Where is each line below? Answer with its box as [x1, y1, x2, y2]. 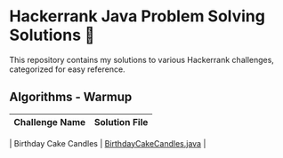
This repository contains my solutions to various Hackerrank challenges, [9, 54, 274, 65]
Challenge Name [13, 115, 86, 128]
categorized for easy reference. [9, 64, 126, 75]
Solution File [93, 115, 149, 128]
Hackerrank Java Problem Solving [9, 6, 265, 27]
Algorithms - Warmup [9, 90, 133, 105]
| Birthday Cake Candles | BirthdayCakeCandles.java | [9, 138, 206, 148]
